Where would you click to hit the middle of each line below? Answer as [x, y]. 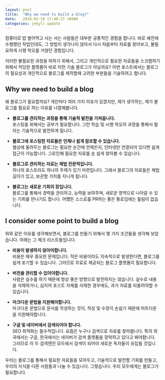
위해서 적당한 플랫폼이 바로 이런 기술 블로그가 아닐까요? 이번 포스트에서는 [75, 67]
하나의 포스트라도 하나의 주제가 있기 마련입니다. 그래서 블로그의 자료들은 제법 [86, 170]
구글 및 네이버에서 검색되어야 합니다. [47, 325]
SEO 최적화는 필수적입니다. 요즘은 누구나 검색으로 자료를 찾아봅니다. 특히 [82, 331]
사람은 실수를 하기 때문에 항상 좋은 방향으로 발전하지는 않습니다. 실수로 [80, 279]
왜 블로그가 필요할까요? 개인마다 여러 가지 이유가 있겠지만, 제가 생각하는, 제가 [79, 102]
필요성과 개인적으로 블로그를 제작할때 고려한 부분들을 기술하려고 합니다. [79, 73]
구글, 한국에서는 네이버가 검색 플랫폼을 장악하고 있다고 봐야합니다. [93, 337]
